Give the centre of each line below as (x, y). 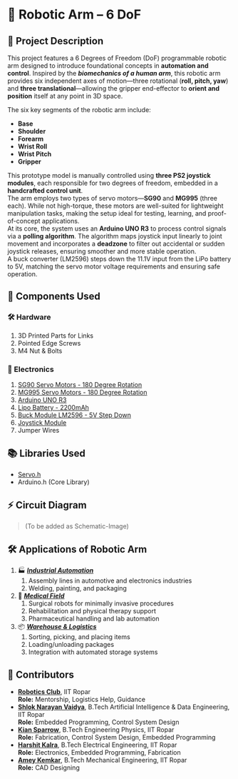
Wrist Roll (32, 146)
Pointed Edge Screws (49, 343)
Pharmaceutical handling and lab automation (94, 619)
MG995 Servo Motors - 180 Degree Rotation (82, 392)
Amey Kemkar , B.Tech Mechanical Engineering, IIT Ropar (102, 760)
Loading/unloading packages (71, 645)
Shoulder (32, 131)
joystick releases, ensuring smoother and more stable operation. (102, 251)
